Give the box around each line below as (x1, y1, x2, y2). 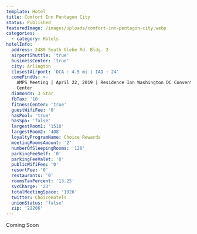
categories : (6, 31, 35, 36)
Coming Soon (6, 222, 39, 229)
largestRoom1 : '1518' (11, 123, 64, 129)
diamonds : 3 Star (11, 91, 54, 96)
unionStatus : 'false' (11, 200, 64, 206)
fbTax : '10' (11, 96, 41, 102)
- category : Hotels (11, 36, 59, 42)
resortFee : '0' (11, 167, 49, 173)
